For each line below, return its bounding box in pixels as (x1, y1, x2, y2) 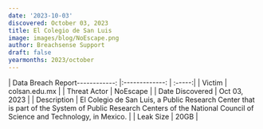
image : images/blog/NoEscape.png (8, 33, 120, 42)
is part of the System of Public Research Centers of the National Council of (8, 103, 254, 112)
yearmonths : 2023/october (8, 57, 94, 64)
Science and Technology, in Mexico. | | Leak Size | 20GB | (8, 111, 198, 121)
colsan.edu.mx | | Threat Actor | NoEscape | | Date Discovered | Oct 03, (8, 86, 244, 96)
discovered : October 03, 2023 (8, 19, 109, 27)
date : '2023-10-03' (8, 11, 73, 20)
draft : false (8, 49, 52, 57)
